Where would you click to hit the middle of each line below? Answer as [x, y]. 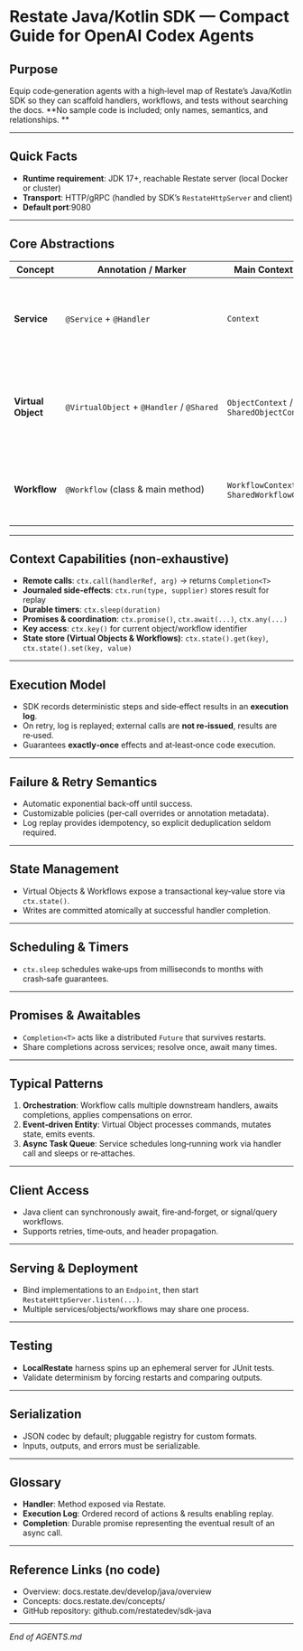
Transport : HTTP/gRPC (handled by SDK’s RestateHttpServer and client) [157, 197]
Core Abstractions [62, 244]
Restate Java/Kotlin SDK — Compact [150, 17]
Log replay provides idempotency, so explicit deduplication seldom [147, 823]
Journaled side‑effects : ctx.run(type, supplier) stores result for [146, 590]
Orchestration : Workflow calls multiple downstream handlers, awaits [150, 1105]
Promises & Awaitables [75, 1015]
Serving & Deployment [74, 1268]
